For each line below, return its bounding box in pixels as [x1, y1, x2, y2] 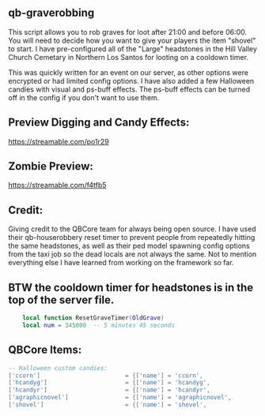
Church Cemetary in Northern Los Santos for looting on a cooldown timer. [8, 52, 249, 62]
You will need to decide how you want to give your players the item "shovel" [8, 36, 256, 45]
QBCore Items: [8, 343, 82, 357]
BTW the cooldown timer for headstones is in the [8, 280, 254, 294]
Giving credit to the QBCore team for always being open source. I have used [8, 224, 256, 234]
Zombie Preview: [8, 159, 93, 173]
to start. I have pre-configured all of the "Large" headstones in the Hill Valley [8, 43, 257, 54]
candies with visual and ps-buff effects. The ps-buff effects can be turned [8, 84, 251, 94]
